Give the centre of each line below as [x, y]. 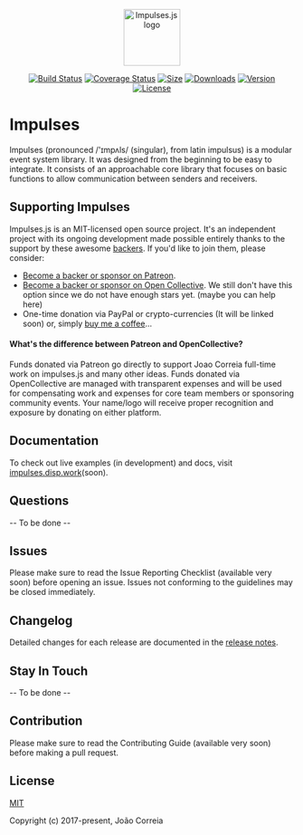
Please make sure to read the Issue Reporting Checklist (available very [141, 573]
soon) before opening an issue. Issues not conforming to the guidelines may [151, 582]
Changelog [41, 620]
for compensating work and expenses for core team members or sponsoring [152, 393]
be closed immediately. [52, 592]
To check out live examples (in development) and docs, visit [121, 463]
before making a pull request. [64, 753]
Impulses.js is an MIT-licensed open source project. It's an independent [142, 229]
